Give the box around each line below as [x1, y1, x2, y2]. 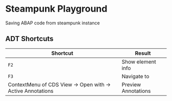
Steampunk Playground [5, 3, 107, 15]
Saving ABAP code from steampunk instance [5, 20, 100, 26]
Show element [121, 58, 156, 65]
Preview [121, 81, 141, 88]
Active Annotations [8, 87, 54, 94]
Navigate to [121, 73, 149, 80]
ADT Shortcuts [5, 35, 54, 43]
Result [135, 49, 151, 56]
